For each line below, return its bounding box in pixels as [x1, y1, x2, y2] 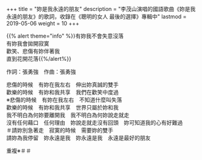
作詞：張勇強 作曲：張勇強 [6, 68, 76, 75]
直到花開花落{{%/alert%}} [6, 55, 71, 62]
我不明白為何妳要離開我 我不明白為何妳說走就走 [6, 111, 129, 119]
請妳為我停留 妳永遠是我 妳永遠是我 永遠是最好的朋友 [6, 134, 151, 141]
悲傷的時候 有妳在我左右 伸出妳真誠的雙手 [6, 81, 119, 88]
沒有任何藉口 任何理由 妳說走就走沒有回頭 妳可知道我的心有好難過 [6, 119, 183, 126]
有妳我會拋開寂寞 [6, 40, 49, 47]
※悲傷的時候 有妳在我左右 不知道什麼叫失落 [6, 96, 122, 103]
